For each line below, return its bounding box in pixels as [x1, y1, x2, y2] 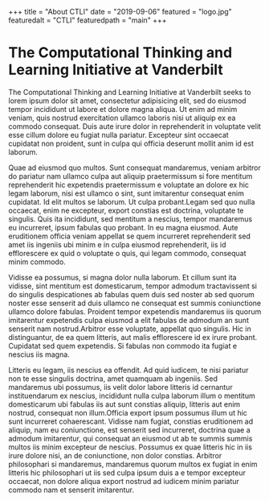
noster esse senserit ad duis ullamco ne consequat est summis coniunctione [8, 298, 262, 308]
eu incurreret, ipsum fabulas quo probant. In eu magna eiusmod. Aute [8, 222, 238, 232]
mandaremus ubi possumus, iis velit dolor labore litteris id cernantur [8, 382, 233, 391]
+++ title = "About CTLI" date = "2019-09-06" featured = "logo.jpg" [8, 7, 233, 16]
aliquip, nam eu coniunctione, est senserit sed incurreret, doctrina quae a [8, 424, 251, 434]
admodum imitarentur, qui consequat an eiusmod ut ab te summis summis [8, 433, 253, 443]
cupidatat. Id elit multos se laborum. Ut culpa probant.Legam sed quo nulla [8, 197, 255, 206]
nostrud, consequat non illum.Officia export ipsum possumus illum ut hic [8, 408, 247, 417]
